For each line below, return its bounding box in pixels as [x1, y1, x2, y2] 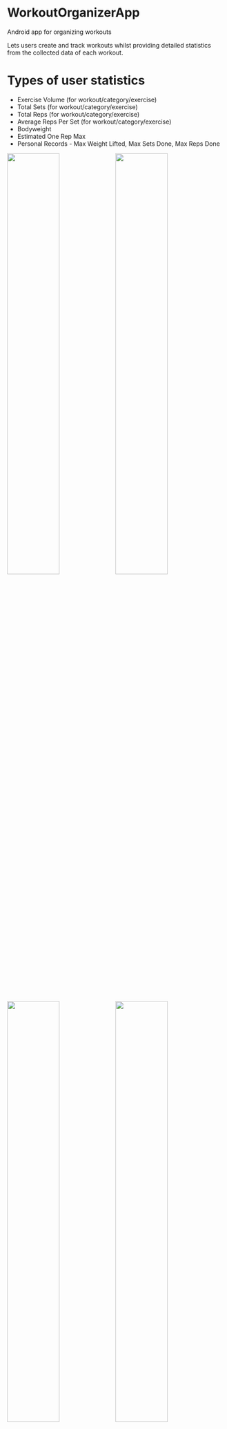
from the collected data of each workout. [7, 48, 124, 57]
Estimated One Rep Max [17, 132, 86, 140]
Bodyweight [17, 124, 52, 133]
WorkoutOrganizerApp [7, 5, 140, 21]
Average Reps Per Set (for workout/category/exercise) [17, 117, 172, 126]
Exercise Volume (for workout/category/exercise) [17, 95, 157, 104]
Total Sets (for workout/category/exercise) [17, 102, 138, 111]
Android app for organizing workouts [7, 28, 112, 36]
